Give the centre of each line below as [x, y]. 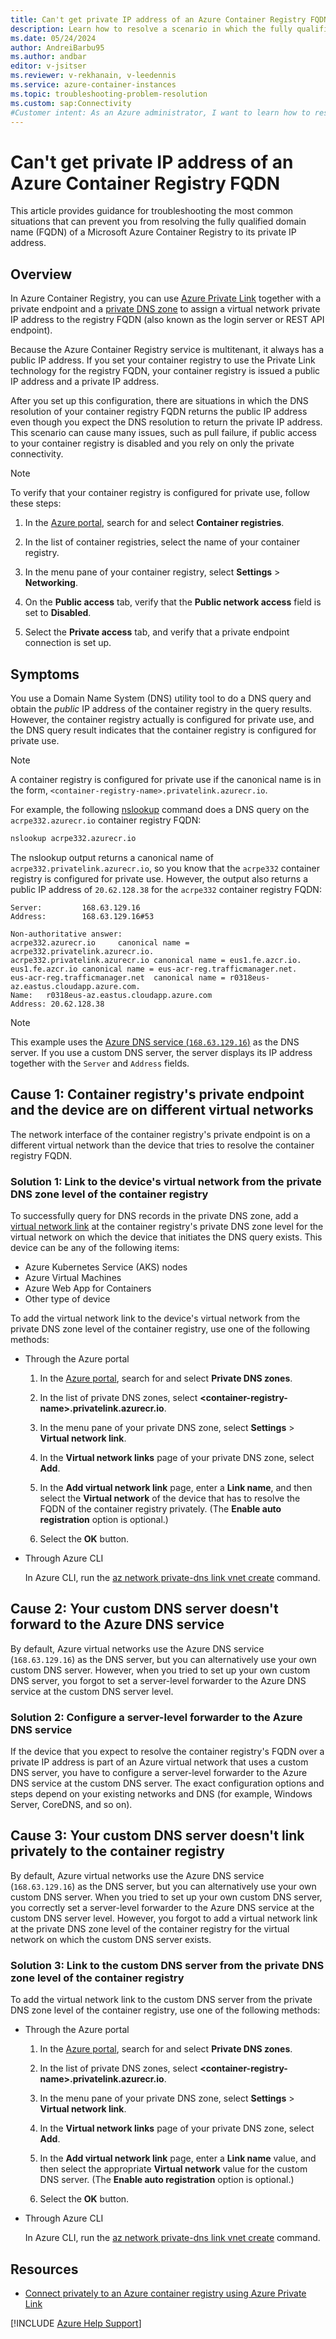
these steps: [36, 503]
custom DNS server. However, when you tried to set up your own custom [160, 1670]
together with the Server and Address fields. [100, 1063]
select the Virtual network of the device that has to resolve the [170, 1498]
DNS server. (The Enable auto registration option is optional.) [167, 2180]
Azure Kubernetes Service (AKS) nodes [106, 1267]
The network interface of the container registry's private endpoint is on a [160, 1134]
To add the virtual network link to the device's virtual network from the [155, 1318]
